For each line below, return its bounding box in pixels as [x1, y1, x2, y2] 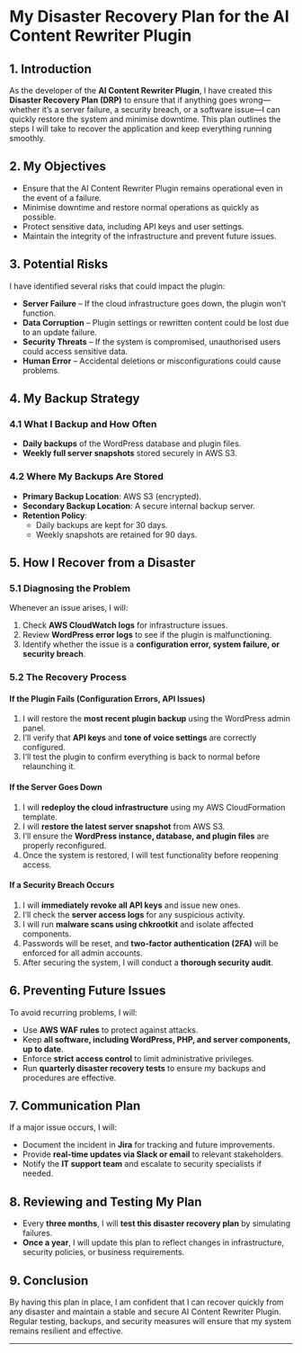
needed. [22, 1168, 54, 1179]
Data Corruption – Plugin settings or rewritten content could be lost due [22, 317, 289, 327]
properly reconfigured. [22, 839, 107, 851]
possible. [22, 211, 57, 222]
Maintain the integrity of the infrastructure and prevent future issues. [22, 230, 277, 241]
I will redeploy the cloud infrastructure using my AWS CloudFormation [22, 802, 286, 812]
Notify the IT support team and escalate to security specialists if [22, 1159, 262, 1169]
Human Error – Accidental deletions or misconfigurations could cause [22, 355, 281, 366]
